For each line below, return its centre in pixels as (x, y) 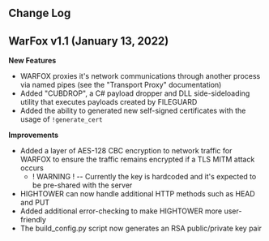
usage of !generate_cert (61, 119)
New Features (32, 61)
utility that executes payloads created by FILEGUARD (109, 102)
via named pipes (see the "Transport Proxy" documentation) (121, 85)
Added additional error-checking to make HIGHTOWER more (121, 211)
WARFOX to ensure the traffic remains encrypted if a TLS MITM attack (137, 159)
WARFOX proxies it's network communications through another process (140, 76)
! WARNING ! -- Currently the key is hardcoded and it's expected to (144, 177)
